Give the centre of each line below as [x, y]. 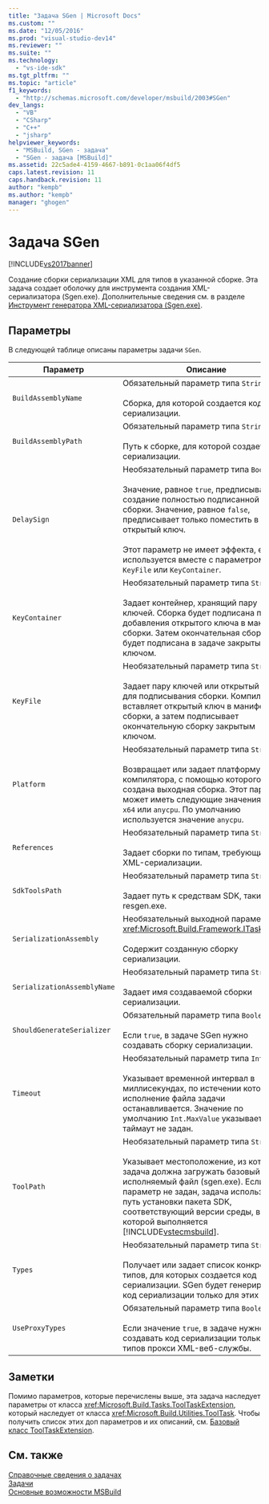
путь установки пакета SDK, [177, 1202]
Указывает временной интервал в [189, 1079]
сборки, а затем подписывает [181, 717]
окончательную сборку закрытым [189, 726]
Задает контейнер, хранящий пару [190, 603]
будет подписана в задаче [174, 643]
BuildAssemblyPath [47, 441]
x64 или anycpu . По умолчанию [182, 810]
